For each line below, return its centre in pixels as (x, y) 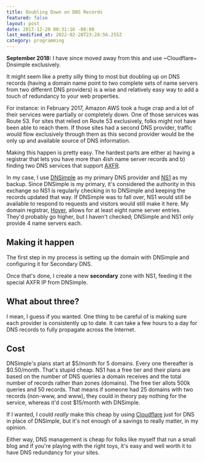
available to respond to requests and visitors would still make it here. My (98, 204)
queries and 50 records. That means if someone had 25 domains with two (100, 390)
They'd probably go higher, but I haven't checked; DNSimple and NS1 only (100, 217)
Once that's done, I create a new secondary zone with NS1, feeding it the (99, 276)
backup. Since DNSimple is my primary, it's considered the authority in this (101, 184)
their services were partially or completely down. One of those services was (102, 115)
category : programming (35, 41)
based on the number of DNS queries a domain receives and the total (94, 377)
